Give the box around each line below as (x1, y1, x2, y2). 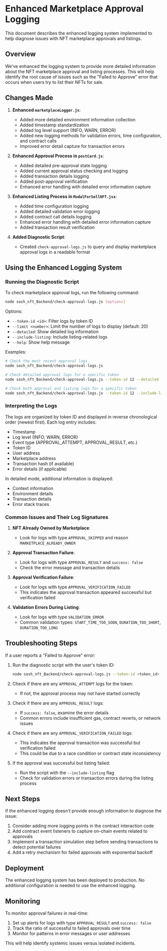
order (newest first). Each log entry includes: (5, 419, 97, 425)
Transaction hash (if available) (12, 461, 75, 467)
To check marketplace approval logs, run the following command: (5, 290, 139, 296)
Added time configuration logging (19, 203, 89, 209)
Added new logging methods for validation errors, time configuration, (19, 132, 162, 138)
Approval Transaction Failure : (12, 549, 75, 555)
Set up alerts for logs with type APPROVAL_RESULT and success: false (12, 920, 152, 926)
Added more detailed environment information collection (19, 116, 136, 122)
